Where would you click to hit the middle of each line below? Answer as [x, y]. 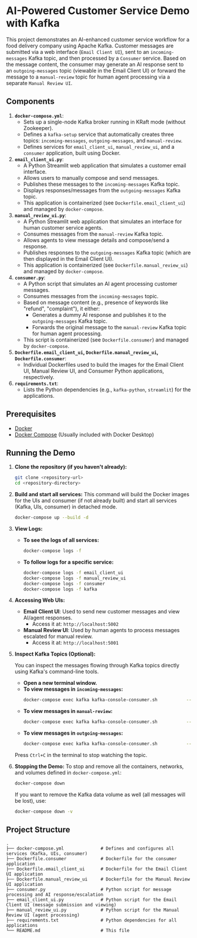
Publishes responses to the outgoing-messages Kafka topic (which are [107, 253]
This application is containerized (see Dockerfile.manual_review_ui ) [106, 265]
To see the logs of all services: [61, 540]
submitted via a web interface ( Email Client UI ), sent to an [78, 52]
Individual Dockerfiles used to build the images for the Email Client [103, 364]
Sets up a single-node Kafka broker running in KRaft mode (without [104, 122]
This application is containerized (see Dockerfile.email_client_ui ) [104, 203]
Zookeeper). [38, 128]
